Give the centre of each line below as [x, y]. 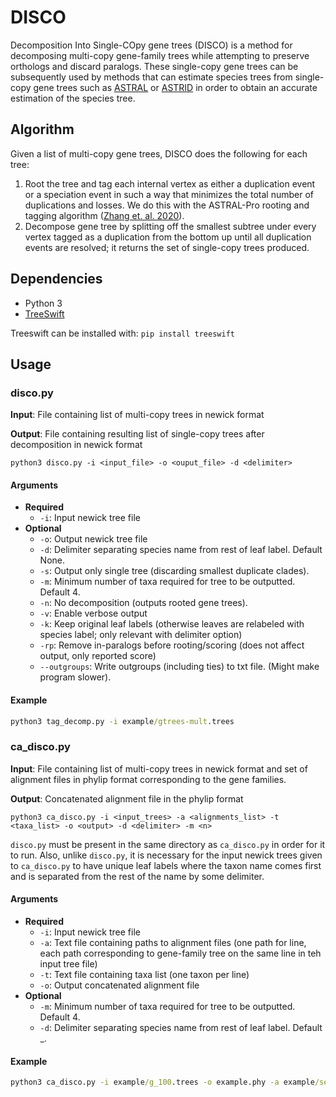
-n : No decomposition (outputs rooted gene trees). [143, 603]
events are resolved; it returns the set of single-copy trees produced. [167, 247]
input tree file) [68, 964]
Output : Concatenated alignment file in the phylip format [127, 798]
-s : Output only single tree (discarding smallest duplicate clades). [174, 571]
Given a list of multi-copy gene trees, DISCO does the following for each [159, 153]
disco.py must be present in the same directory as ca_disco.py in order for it [168, 844]
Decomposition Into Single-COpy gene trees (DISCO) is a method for [151, 45]
